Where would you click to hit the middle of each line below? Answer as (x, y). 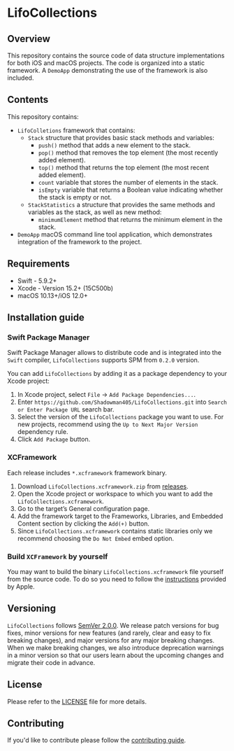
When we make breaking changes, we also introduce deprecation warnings (116, 647)
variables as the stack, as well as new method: (95, 212)
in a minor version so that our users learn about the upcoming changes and (116, 655)
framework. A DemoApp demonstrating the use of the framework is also (108, 70)
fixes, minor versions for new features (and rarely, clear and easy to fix (109, 633)
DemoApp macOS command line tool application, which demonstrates (115, 234)
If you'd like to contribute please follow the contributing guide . (97, 741)
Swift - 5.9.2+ (37, 281)
